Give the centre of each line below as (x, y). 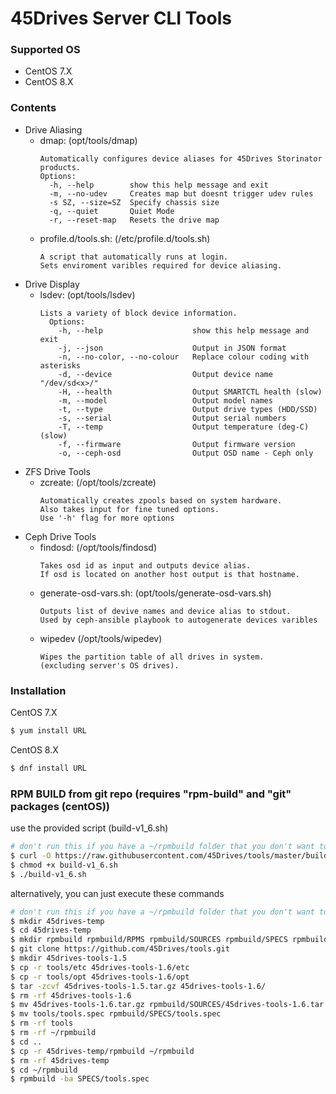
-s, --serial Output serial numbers (172, 418)
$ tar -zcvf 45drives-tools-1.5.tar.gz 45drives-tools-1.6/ (138, 986)
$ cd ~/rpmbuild (44, 1070)
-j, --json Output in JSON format (172, 348)
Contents (33, 108)
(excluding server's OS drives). (109, 665)
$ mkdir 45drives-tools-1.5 (69, 958)
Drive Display (52, 284)
